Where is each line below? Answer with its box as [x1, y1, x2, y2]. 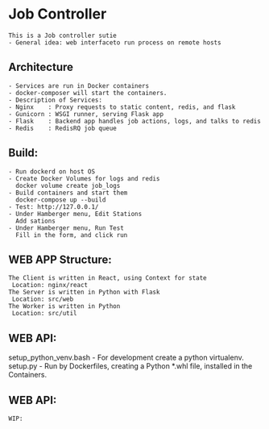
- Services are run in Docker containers [8, 81, 150, 90]
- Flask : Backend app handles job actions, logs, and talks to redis [8, 117, 262, 125]
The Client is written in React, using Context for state [8, 274, 207, 282]
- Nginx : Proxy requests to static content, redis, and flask [8, 102, 236, 111]
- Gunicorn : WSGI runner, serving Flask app [8, 110, 163, 118]
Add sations [15, 217, 56, 225]
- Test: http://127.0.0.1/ [8, 202, 99, 210]
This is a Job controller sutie [8, 31, 117, 40]
